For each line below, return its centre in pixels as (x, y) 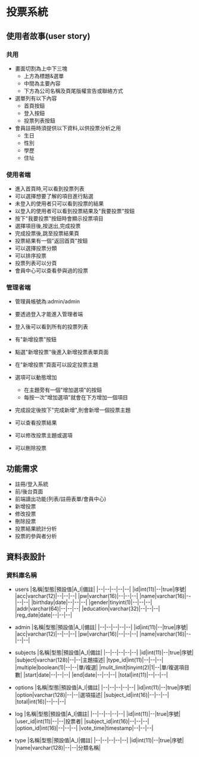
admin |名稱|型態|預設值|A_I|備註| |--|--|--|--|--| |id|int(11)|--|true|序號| (101, 627)
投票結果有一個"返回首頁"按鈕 (51, 241)
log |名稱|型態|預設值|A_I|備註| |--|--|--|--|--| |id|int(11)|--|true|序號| (97, 714)
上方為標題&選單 (44, 76)
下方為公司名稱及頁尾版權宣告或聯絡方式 (73, 90)
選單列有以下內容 (36, 98)
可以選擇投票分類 (36, 248)
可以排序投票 (30, 256)
